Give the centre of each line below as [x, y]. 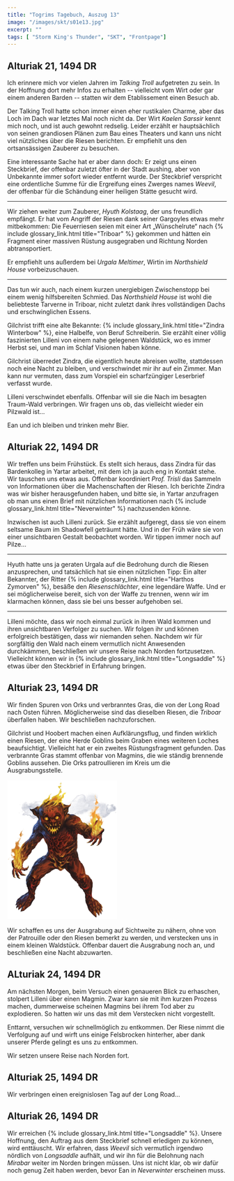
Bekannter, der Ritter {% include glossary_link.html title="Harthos [101, 579]
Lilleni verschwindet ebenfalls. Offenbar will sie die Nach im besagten [107, 397]
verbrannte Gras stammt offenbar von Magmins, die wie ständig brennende [115, 755]
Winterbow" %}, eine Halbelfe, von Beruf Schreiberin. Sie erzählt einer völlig [117, 333]
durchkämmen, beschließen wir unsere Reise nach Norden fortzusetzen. [111, 651]
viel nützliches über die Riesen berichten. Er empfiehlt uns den [97, 141]
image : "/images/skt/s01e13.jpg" [56, 22]
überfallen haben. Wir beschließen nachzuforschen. [82, 720]
